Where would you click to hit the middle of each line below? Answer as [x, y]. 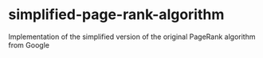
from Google [29, 44]
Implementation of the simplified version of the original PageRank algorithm [132, 37]
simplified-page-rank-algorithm [116, 15]
